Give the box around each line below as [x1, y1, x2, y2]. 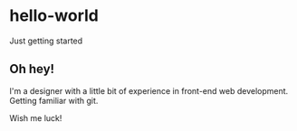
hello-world [9, 5, 100, 26]
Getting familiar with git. [9, 95, 99, 106]
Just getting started [9, 35, 83, 46]
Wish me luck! [9, 112, 62, 123]
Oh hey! [9, 61, 55, 77]
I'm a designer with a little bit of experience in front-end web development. [9, 85, 289, 96]
